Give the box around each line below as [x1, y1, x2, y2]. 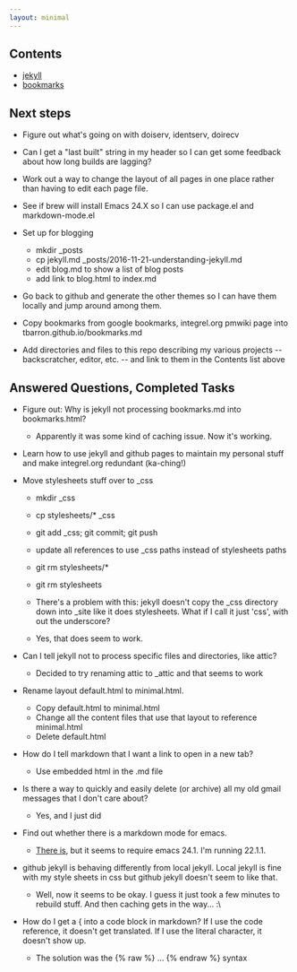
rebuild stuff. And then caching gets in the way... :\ [35, 898, 221, 910]
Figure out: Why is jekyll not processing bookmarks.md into [21, 404, 242, 415]
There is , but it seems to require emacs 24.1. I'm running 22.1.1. [35, 845, 267, 856]
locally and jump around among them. [21, 300, 163, 311]
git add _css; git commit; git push [35, 527, 158, 538]
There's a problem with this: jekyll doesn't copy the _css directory [35, 597, 279, 608]
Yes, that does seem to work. [35, 633, 143, 644]
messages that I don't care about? [21, 793, 148, 803]
